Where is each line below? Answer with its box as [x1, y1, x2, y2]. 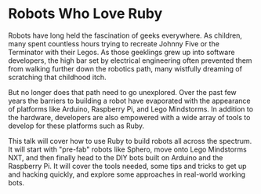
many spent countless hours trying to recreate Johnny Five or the [8, 38, 219, 48]
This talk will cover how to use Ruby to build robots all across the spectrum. [8, 136, 252, 145]
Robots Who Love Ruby [8, 5, 163, 23]
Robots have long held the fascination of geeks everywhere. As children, [8, 31, 243, 40]
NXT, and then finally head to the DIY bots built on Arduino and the [8, 152, 223, 162]
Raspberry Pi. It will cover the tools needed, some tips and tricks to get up [8, 161, 247, 170]
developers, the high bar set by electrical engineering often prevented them [8, 56, 252, 65]
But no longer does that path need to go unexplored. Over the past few [8, 87, 237, 97]
